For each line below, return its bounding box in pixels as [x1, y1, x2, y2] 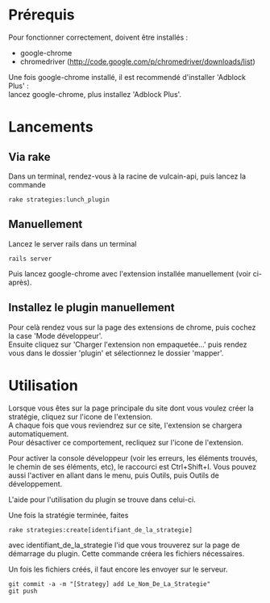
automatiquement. [8, 428, 69, 438]
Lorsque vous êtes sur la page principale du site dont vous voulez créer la [8, 403, 254, 413]
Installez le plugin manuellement [8, 301, 175, 314]
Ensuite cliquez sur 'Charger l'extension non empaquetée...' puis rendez [8, 339, 247, 349]
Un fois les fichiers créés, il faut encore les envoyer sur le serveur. [8, 564, 228, 574]
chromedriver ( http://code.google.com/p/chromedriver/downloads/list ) [19, 57, 255, 66]
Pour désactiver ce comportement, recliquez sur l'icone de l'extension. [8, 437, 243, 447]
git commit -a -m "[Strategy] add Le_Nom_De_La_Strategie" [8, 580, 211, 588]
